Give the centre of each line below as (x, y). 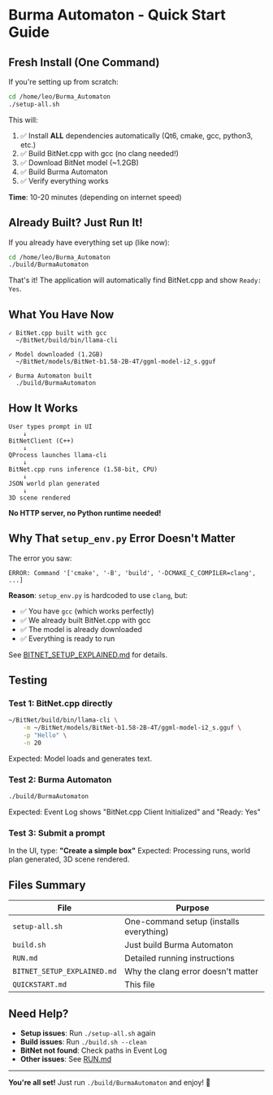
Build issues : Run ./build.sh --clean (84, 1042)
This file (140, 984)
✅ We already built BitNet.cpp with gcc (85, 620)
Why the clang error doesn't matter (191, 971)
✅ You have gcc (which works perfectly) (87, 611)
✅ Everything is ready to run (67, 638)
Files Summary (47, 885)
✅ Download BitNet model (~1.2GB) (80, 162)
